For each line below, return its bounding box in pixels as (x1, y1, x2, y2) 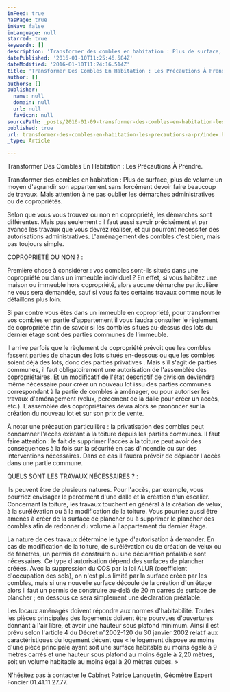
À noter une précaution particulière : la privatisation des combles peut (7, 423, 204, 431)
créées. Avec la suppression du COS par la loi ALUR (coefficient (7, 565, 188, 573)
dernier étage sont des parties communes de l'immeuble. (7, 330, 169, 339)
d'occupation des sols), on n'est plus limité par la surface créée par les (7, 571, 207, 580)
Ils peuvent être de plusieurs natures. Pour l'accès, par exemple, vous (7, 486, 204, 494)
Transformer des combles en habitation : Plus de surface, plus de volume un (7, 175, 222, 184)
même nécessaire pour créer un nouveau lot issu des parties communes (7, 380, 212, 388)
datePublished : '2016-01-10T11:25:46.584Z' (7, 55, 133, 62)
